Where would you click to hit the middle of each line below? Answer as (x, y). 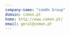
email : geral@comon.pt (29, 24)
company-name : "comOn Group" (35, 10)
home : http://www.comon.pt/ (34, 19)
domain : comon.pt (23, 14)
